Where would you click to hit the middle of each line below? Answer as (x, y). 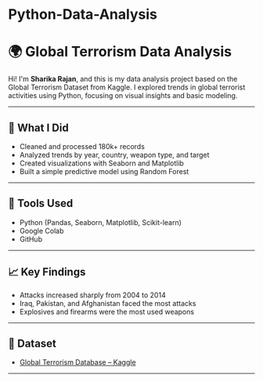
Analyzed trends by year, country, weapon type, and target (114, 155)
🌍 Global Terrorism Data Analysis (120, 52)
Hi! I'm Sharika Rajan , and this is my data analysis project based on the (123, 79)
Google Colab (41, 231)
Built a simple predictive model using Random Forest (104, 171)
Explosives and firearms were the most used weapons (106, 311)
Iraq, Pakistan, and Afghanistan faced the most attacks (108, 303)
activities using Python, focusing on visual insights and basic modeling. (123, 96)
